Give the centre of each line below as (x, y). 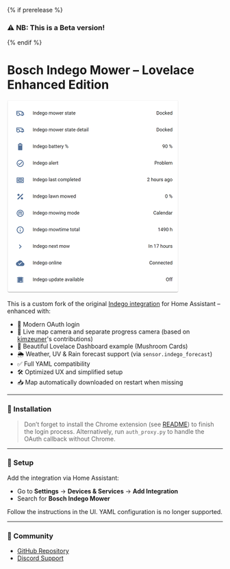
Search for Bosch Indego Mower (64, 498)
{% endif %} (25, 43)
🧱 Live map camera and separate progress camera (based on (103, 332)
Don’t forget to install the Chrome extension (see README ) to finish (119, 424)
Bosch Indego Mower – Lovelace (101, 70)
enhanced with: (29, 311)
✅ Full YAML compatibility (53, 364)
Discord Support (40, 558)
